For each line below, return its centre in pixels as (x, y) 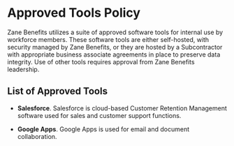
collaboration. (37, 136)
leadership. (23, 69)
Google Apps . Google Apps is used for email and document (103, 129)
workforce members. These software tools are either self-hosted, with (108, 39)
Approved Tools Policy (74, 13)
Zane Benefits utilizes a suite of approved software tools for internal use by (115, 32)
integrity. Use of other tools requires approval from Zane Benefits (101, 61)
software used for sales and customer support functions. (99, 115)
